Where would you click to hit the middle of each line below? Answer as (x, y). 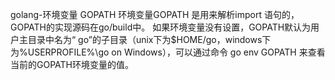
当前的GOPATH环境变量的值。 (72, 64)
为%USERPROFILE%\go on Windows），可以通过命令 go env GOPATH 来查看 (168, 52)
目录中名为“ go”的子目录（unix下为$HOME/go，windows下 (149, 39)
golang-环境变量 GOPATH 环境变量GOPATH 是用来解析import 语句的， (155, 14)
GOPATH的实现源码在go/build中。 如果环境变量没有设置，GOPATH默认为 (161, 27)
